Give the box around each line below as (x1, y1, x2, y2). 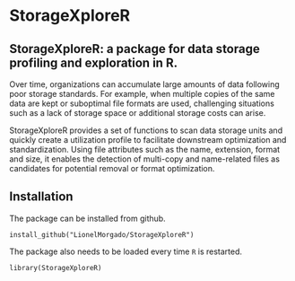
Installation (9, 189, 74, 205)
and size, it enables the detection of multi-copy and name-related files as (9, 154, 281, 164)
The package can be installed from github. (9, 213, 166, 224)
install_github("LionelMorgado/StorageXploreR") (9, 230, 195, 239)
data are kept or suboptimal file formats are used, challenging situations (9, 98, 275, 109)
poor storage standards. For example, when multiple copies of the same (9, 89, 275, 99)
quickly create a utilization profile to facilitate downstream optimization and (9, 135, 287, 145)
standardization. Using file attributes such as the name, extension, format (9, 145, 281, 154)
